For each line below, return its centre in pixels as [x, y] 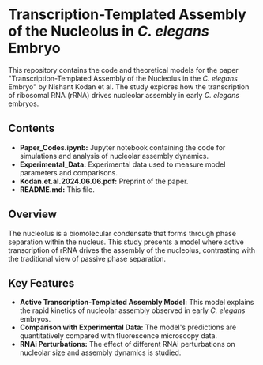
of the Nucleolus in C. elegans [109, 31]
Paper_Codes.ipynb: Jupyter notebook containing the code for [122, 147]
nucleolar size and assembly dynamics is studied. [100, 352]
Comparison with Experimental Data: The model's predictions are [128, 327]
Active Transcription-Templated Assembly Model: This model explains [137, 303]
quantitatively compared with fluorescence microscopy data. [118, 336]
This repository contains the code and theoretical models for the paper [123, 70]
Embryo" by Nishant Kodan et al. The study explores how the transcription [129, 87]
